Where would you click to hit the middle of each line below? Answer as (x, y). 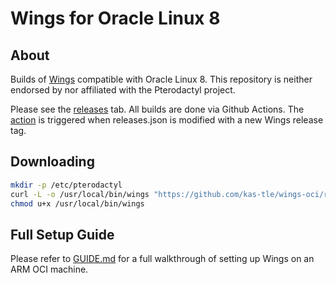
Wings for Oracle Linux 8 (115, 18)
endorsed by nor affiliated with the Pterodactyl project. (123, 90)
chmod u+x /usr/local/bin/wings (77, 203)
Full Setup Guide (62, 234)
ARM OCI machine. (49, 269)
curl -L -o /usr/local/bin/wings (80, 194)
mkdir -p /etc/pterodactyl (66, 185)
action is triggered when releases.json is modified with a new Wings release (167, 120)
